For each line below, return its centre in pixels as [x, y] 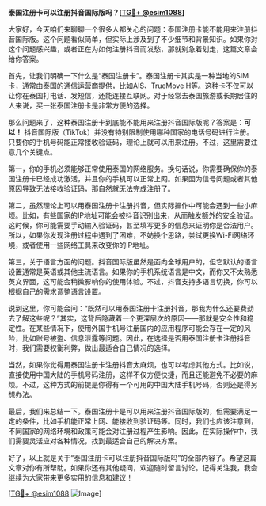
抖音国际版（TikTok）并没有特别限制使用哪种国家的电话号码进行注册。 [139, 132]
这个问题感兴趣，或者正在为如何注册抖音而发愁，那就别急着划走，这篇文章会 [133, 49]
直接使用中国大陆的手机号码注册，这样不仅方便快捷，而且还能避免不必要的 [129, 375]
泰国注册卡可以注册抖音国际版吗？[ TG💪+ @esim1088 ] [97, 12]
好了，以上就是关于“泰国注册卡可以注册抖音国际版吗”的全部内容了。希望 [126, 458]
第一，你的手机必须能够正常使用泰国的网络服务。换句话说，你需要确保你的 [129, 169]
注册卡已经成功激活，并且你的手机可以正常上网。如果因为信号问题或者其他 [136, 179]
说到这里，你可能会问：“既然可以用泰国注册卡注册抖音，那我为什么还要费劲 [131, 308]
